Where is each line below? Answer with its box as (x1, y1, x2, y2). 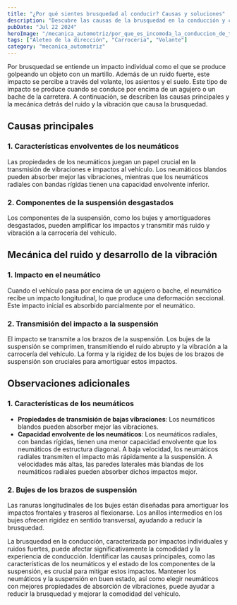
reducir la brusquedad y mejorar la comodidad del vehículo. (7, 589, 181, 598)
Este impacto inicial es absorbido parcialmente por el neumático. (7, 301, 195, 310)
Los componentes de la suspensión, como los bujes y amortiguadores (7, 213, 212, 222)
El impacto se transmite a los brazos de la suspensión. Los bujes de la (7, 334, 211, 343)
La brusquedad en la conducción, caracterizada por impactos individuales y (7, 537, 228, 545)
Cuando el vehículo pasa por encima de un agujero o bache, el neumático (7, 286, 222, 295)
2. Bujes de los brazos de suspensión (7, 484, 138, 494)
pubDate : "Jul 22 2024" (7, 23, 78, 30)
